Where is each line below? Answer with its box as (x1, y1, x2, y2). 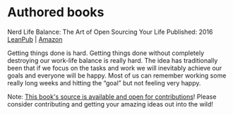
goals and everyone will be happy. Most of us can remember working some (7, 71, 227, 80)
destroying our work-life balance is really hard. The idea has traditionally (7, 56, 218, 64)
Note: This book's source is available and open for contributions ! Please (7, 92, 217, 101)
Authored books (7, 4, 104, 20)
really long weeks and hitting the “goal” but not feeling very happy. (7, 78, 201, 87)
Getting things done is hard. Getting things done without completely (7, 49, 205, 57)
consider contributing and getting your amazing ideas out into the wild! (7, 99, 214, 108)
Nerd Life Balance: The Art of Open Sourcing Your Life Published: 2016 (7, 28, 213, 36)
